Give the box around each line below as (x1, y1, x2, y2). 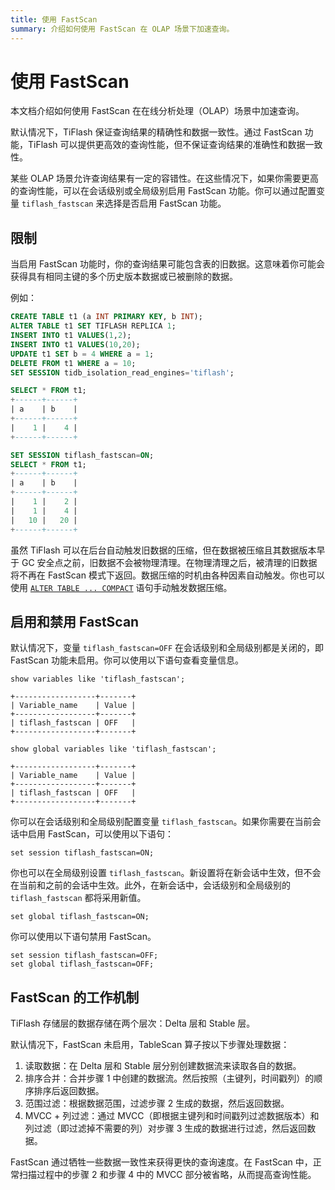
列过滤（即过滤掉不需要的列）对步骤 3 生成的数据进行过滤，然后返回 (24, 1122, 308, 1135)
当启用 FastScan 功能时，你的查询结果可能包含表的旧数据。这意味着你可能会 (10, 258, 325, 270)
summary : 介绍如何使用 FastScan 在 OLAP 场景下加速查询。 (10, 24, 235, 34)
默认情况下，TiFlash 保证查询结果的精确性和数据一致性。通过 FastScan (10, 126, 303, 138)
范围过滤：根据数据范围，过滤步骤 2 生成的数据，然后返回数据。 (24, 1097, 290, 1110)
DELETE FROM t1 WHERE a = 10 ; (10, 358, 137, 368)
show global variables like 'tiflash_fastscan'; (10, 744, 217, 755)
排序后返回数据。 (33, 1085, 105, 1097)
